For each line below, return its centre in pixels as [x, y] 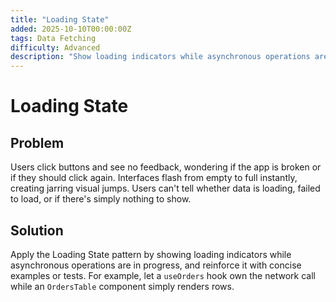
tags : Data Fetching [53, 38]
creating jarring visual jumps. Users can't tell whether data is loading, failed [165, 188]
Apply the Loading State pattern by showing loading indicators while [151, 254]
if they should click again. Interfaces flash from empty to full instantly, [154, 178]
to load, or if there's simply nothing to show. [101, 199]
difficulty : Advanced [55, 47]
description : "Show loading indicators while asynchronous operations [160, 57]
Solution [37, 230]
